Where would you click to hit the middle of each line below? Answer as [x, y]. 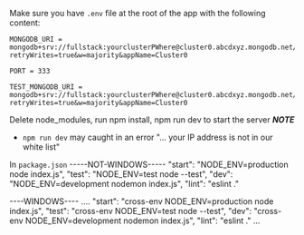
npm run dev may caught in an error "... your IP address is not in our [147, 137]
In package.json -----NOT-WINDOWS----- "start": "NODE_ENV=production [149, 164]
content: [25, 23]
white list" [41, 147]
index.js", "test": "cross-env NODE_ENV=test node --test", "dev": [130, 211]
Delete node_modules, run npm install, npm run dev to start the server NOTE [152, 120]
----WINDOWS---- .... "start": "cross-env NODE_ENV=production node [142, 201]
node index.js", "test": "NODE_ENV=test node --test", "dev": [121, 174]
